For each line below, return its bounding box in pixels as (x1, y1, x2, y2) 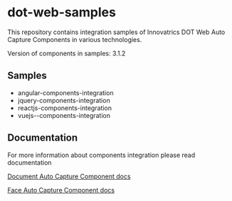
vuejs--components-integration (17, 111, 110, 119)
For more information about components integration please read (7, 151, 196, 159)
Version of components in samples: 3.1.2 (7, 49, 126, 58)
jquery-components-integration (17, 96, 110, 104)
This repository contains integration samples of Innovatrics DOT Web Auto (7, 28, 226, 36)
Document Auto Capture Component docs (7, 172, 131, 180)
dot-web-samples (7, 4, 116, 21)
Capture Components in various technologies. (7, 35, 142, 43)
